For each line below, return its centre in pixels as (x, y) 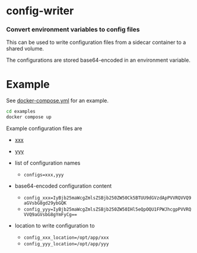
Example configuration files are (44, 128)
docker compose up (29, 117)
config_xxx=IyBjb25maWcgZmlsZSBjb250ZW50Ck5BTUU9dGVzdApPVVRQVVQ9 (107, 198)
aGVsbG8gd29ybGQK (45, 203)
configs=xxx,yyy (44, 175)
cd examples (21, 112)
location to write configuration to (55, 226)
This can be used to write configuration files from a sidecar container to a (96, 42)
